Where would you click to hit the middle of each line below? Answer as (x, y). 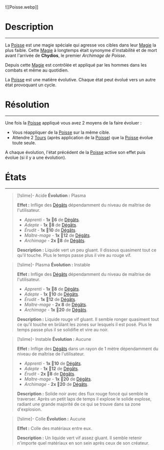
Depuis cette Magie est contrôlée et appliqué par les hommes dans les (76, 65)
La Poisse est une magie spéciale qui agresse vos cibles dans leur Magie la (81, 45)
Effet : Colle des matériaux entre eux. (55, 428)
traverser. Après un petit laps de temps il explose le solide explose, (84, 399)
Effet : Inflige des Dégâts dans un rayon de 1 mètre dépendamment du (88, 349)
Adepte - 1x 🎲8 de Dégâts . (51, 225)
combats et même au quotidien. (37, 70)
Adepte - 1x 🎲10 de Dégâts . (52, 294)
